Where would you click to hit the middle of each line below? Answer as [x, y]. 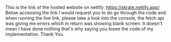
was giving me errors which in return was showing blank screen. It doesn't [84, 23]
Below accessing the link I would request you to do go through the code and [86, 13]
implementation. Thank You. [35, 34]
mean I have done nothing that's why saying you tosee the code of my [79, 29]
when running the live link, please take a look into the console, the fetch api [85, 18]
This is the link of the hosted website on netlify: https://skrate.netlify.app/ [82, 7]
